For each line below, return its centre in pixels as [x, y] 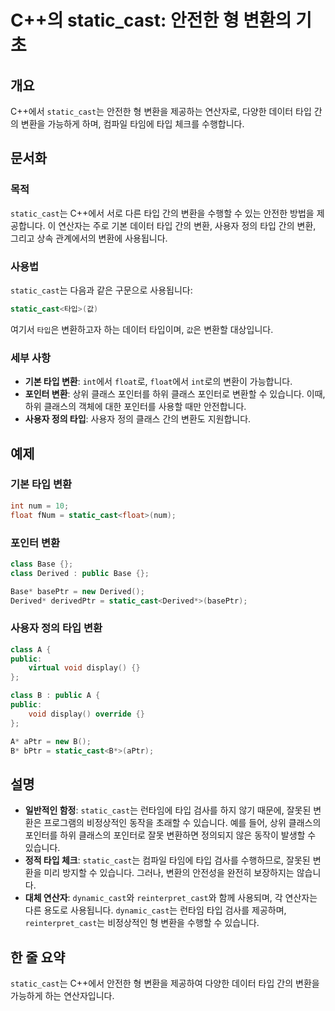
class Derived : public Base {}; [80, 573]
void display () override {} [86, 714]
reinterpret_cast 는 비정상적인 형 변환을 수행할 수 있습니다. [142, 923]
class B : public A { [55, 696]
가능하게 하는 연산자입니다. [62, 996]
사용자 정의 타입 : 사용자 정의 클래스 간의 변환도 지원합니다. [138, 419]
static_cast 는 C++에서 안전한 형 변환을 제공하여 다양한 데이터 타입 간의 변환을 [165, 983]
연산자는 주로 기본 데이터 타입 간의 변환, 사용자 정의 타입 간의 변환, [187, 225]
